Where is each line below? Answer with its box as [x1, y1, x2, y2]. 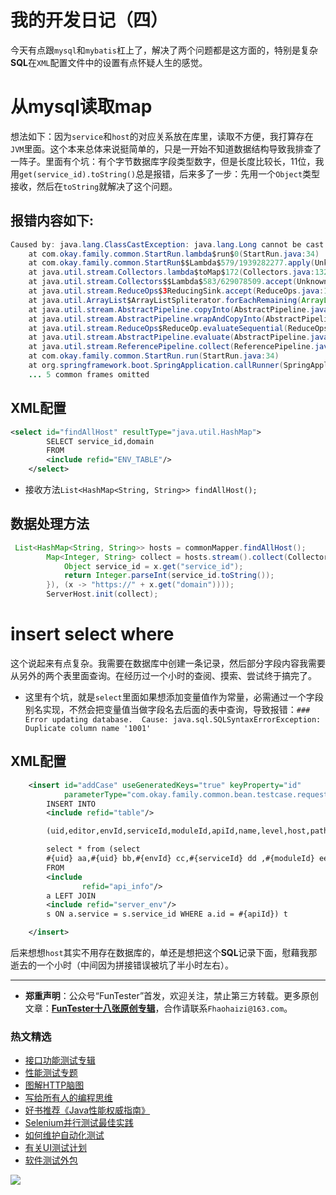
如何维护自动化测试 [24, 1129, 105, 1141]
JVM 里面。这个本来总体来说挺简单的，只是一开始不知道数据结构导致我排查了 [10, 142, 322, 155]
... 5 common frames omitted [28, 369, 150, 380]
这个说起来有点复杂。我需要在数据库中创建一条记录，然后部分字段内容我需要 [10, 657, 326, 669]
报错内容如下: [10, 212, 95, 230]
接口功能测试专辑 [24, 1054, 96, 1066]
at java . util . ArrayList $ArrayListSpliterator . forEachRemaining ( [28, 295, 302, 305]
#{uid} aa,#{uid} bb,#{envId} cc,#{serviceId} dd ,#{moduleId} [46, 854, 315, 864]
